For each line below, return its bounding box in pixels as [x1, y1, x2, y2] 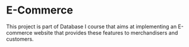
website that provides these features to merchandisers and [33, 29, 178, 36]
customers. [6, 35, 34, 42]
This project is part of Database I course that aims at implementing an [6, 23, 177, 30]
